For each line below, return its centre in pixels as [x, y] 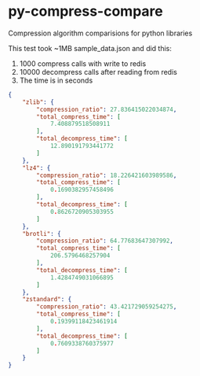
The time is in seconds [56, 80]
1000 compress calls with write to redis [83, 63]
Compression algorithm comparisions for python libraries [100, 33]
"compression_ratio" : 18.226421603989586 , [107, 175]
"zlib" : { [38, 102]
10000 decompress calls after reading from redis [98, 72]
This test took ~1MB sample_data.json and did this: [90, 48]
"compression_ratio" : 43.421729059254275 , [107, 307]
